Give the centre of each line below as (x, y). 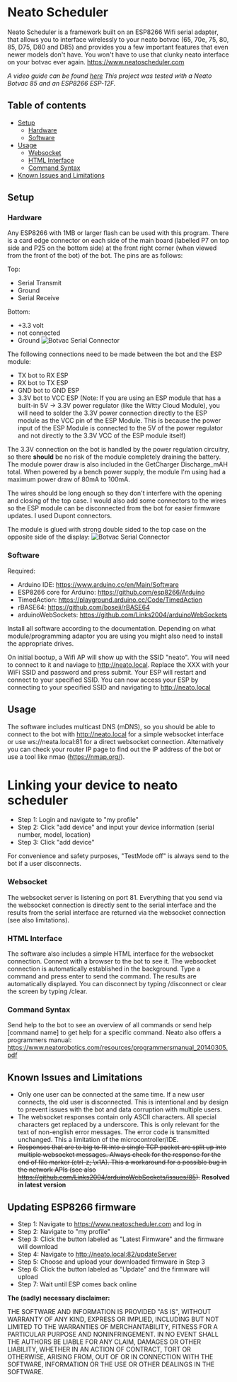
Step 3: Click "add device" (56, 843)
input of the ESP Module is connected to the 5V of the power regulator (120, 428)
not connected (39, 333)
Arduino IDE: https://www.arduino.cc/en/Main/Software (98, 584)
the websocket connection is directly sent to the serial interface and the (112, 905)
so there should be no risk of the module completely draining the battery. (114, 457)
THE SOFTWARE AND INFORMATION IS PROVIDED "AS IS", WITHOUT (109, 1312)
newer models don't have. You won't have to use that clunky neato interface (118, 55)
